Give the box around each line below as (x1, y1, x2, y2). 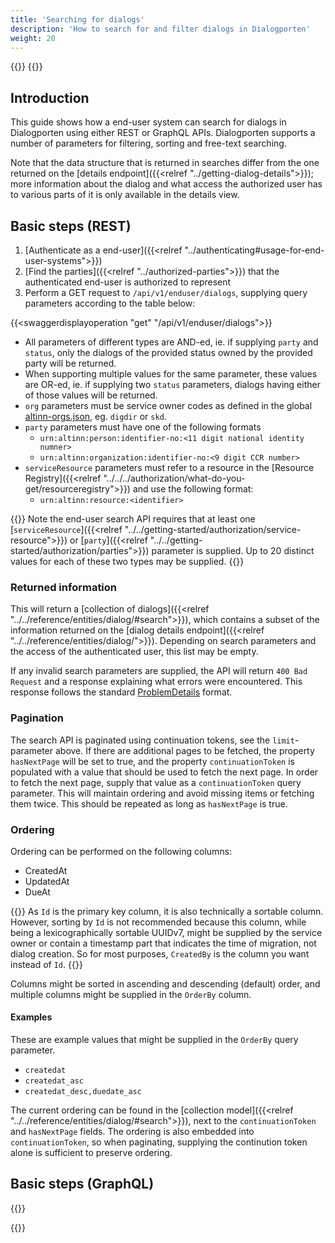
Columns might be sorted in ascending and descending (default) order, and (10, 977, 321, 990)
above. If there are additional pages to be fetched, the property (54, 744, 315, 756)
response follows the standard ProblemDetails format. (10, 686, 233, 698)
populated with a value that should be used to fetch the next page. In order (10, 766, 319, 778)
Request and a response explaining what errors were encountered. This (10, 676, 303, 688)
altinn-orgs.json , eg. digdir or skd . (24, 411, 167, 422)
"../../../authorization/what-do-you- (103, 472, 246, 484)
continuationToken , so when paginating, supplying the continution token (10, 1136, 308, 1148)
